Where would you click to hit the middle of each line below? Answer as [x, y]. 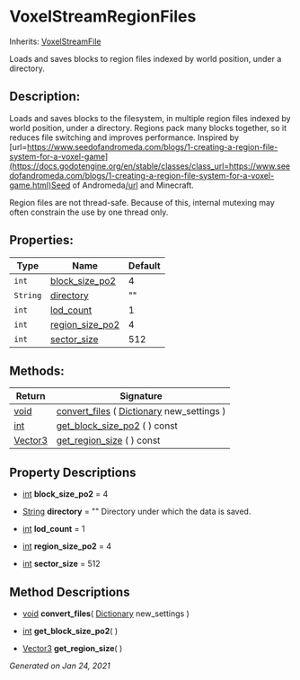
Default [145, 265]
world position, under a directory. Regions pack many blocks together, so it [148, 128]
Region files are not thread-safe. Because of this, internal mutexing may [142, 202]
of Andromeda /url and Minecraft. [133, 185]
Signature [141, 396]
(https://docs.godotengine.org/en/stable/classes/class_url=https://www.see [150, 166]
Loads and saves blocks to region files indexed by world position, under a [146, 58]
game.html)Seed [40, 185]
